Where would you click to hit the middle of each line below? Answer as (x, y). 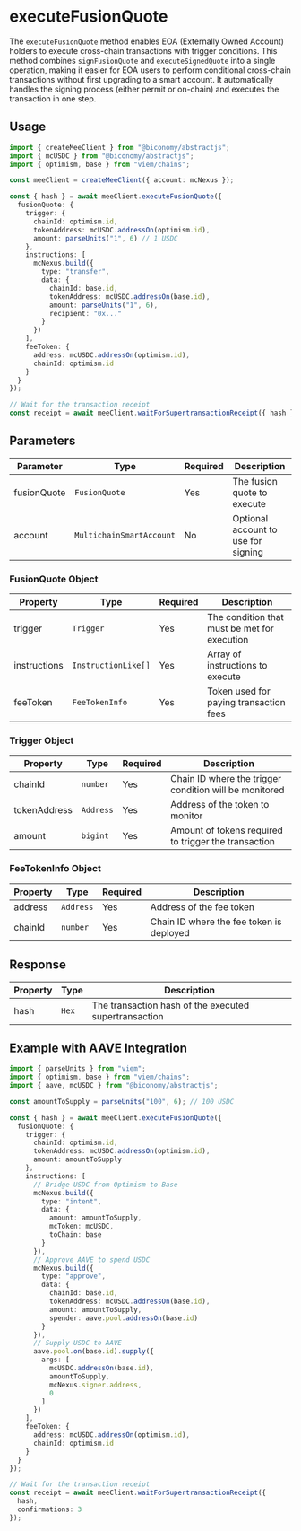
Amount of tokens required (227, 830)
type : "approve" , (73, 1276)
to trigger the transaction (223, 842)
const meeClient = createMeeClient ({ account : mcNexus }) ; (122, 180)
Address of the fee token (202, 906)
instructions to (237, 666)
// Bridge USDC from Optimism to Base (105, 1185)
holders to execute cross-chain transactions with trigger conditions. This (143, 50)
